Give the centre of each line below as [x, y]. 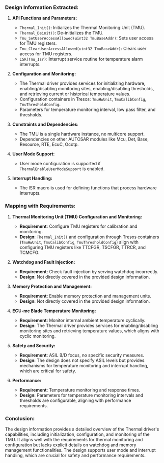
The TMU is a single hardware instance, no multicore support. [82, 134]
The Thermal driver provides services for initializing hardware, [82, 83]
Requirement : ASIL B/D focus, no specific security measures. [82, 355]
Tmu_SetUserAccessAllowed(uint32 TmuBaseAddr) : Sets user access [86, 38]
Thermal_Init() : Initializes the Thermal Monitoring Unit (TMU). [82, 28]
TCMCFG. [30, 252]
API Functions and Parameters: [44, 18]
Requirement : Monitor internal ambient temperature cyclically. [82, 320]
